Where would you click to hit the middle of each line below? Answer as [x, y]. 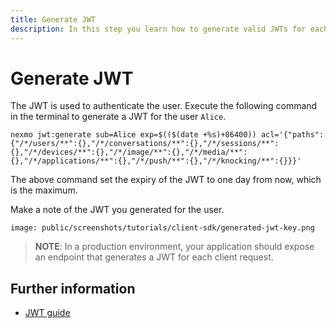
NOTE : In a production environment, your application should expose [174, 247]
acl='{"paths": [292, 135]
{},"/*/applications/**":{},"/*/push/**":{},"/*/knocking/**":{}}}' [156, 161]
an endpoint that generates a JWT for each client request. [154, 257]
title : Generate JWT [53, 19]
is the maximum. [44, 190]
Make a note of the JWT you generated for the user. [117, 210]
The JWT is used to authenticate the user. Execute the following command [164, 106]
